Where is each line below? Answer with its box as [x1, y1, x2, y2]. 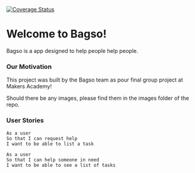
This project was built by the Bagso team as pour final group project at [6, 76, 183, 83]
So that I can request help [6, 135, 78, 141]
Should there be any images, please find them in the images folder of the [6, 94, 190, 102]
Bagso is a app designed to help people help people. [6, 47, 138, 54]
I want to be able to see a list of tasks [6, 162, 116, 168]
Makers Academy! [6, 83, 52, 90]
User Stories [6, 116, 44, 125]
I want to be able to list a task [6, 141, 94, 147]
